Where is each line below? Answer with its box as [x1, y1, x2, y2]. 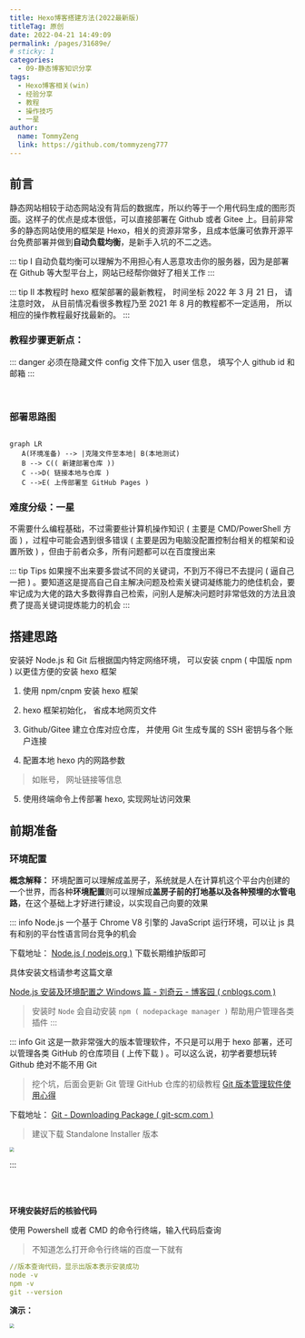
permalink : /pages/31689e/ [9, 38, 112, 48]
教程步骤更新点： [9, 334, 84, 347]
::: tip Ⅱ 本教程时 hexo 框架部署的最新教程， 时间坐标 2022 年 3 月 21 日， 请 [9, 286, 293, 297]
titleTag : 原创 [9, 22, 64, 31]
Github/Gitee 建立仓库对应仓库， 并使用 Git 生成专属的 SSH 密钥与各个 [22, 725, 286, 735]
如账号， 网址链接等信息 [31, 775, 123, 786]
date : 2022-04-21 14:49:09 [9, 30, 112, 39]
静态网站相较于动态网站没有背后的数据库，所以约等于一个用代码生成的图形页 [9, 202, 296, 213]
